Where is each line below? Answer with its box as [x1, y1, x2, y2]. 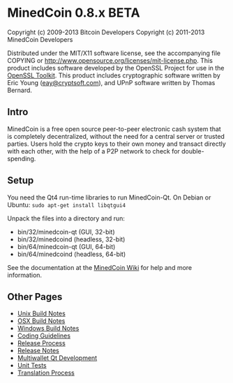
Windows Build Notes [17, 324, 80, 333]
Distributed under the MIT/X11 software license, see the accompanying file [7, 49, 221, 57]
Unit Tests [17, 361, 47, 370]
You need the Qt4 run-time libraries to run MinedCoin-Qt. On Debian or [7, 193, 211, 202]
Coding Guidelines [17, 331, 71, 340]
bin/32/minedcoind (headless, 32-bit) [17, 235, 126, 243]
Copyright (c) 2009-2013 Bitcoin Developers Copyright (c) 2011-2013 [7, 28, 205, 36]
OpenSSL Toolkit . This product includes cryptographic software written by [7, 71, 221, 80]
